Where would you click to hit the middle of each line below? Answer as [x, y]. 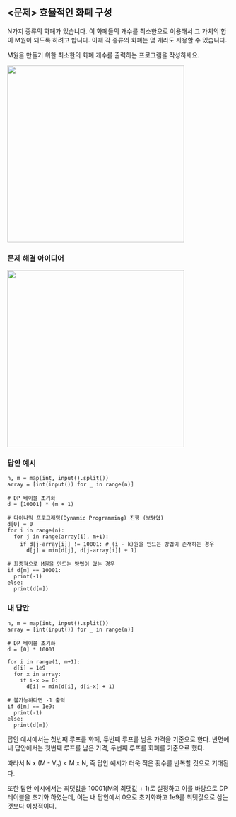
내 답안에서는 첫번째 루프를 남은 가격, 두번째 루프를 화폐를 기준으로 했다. [106, 748]
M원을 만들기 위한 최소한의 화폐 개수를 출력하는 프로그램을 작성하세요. [104, 55]
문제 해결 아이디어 [36, 258]
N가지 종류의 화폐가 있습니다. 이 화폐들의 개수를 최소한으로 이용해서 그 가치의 [113, 31]
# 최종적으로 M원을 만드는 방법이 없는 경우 [61, 564]
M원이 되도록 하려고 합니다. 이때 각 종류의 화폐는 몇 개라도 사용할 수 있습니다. [121, 40]
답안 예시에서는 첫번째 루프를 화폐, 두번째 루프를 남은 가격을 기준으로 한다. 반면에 [118, 739]
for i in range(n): [36, 531]
